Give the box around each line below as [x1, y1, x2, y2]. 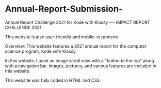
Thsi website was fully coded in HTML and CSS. [5, 77, 101, 83]
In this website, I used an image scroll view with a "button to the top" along [5, 58, 154, 63]
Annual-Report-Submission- [5, 3, 123, 15]
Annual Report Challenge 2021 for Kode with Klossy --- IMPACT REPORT [5, 19, 150, 25]
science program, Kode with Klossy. [5, 48, 77, 54]
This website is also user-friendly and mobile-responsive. [5, 34, 120, 40]
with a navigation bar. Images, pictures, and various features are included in [5, 63, 157, 69]
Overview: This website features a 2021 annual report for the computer [5, 43, 147, 49]
